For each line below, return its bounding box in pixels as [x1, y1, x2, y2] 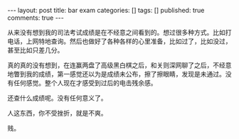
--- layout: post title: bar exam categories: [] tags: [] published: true [7, 6, 205, 14]
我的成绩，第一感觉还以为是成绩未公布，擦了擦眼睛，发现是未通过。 [26, 70, 225, 78]
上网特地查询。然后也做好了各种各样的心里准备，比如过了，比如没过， [26, 37, 232, 45]
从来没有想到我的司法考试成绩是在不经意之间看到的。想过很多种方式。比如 [7, 28, 225, 36]
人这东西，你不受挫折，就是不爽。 [7, 109, 107, 117]
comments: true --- [7, 13, 64, 22]
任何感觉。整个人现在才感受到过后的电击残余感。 [13, 79, 157, 87]
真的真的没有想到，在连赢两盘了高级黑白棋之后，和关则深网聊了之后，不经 [7, 61, 225, 69]
